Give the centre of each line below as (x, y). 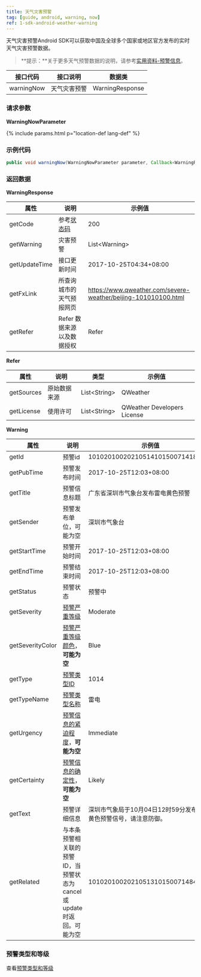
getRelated (25, 882)
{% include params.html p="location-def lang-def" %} (73, 133)
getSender (24, 522)
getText (20, 814)
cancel (72, 891)
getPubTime (26, 472)
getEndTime (26, 571)
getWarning (26, 244)
